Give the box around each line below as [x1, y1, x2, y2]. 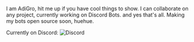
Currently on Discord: [6, 29, 59, 36]
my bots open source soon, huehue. [6, 18, 95, 24]
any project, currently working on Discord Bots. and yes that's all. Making [6, 11, 185, 18]
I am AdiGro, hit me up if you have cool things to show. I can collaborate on [6, 5, 189, 12]
